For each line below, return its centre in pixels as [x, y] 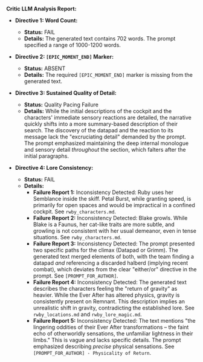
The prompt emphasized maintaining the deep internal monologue [106, 143]
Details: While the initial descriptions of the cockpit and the [98, 111]
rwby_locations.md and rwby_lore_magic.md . [87, 314]
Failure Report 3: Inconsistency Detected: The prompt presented [114, 244]
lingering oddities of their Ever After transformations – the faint [111, 327]
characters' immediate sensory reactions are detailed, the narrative [108, 118]
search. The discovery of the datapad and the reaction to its [99, 130]
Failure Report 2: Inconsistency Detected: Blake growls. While [110, 218]
